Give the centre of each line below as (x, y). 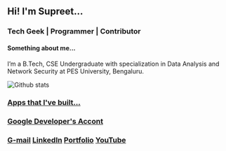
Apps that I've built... (44, 103)
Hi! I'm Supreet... (45, 12)
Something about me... (41, 48)
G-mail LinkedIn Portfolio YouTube (67, 141)
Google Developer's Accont (55, 122)
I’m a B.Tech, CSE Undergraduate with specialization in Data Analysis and (113, 64)
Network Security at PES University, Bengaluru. (75, 71)
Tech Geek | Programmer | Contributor (74, 31)
